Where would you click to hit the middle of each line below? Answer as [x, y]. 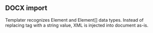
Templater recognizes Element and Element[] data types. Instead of [74, 20]
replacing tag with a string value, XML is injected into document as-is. [77, 25]
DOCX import [26, 8]
